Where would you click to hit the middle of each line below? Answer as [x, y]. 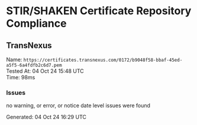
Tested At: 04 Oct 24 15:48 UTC [45, 71]
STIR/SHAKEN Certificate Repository [99, 11]
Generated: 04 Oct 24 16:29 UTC [46, 117]
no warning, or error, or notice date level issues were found [78, 105]
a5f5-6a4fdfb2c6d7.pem [34, 65]
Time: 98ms [21, 77]
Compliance [36, 23]
